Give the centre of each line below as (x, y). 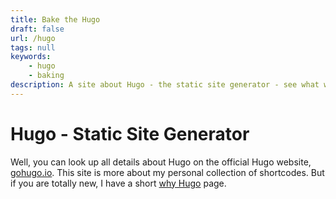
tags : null (33, 47)
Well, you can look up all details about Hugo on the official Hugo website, (161, 162)
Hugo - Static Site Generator (130, 133)
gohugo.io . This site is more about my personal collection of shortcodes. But (167, 172)
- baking (46, 76)
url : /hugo (33, 38)
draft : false (37, 29)
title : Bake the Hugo (55, 19)
